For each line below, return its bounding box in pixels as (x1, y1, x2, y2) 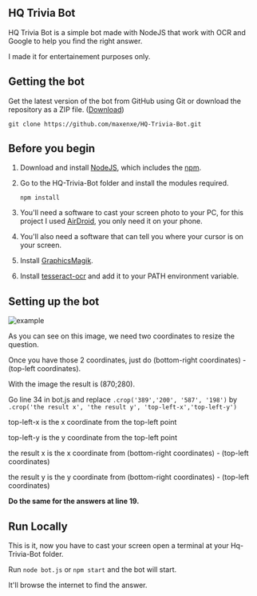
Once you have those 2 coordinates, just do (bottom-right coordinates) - (8, 355, 247, 365)
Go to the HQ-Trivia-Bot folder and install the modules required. (19, 178, 229, 188)
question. (8, 340, 40, 350)
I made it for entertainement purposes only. (8, 51, 151, 61)
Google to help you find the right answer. (8, 36, 143, 46)
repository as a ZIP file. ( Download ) (8, 104, 125, 114)
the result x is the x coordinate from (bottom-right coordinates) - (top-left (8, 448, 249, 458)
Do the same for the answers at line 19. (8, 496, 140, 506)
